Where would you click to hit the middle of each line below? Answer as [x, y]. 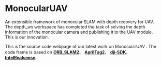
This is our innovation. [27, 37]
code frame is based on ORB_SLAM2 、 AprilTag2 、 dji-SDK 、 [68, 52]
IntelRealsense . [21, 57]
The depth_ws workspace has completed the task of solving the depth [75, 26]
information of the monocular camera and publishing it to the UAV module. [79, 32]
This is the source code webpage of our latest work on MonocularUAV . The [81, 46]
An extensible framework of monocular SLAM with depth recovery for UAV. [80, 22]
